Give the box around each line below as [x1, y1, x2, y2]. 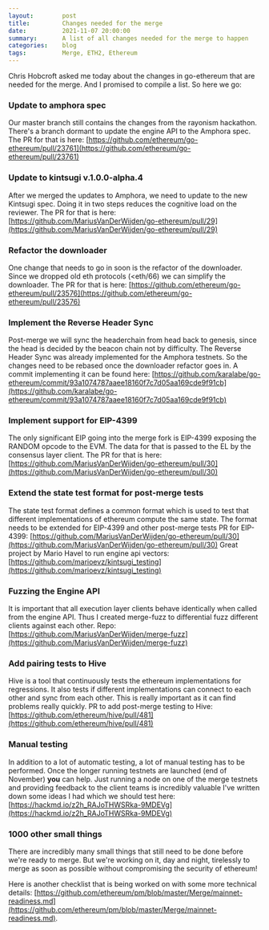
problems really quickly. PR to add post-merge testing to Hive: [8, 702, 214, 712]
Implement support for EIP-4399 [8, 415, 138, 426]
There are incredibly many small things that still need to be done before [8, 846, 244, 856]
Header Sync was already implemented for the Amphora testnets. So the [8, 353, 248, 362]
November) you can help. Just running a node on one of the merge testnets [8, 774, 259, 784]
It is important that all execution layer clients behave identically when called [8, 604, 258, 614]
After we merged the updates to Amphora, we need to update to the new [8, 190, 248, 200]
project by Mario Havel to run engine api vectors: [8, 548, 170, 558]
